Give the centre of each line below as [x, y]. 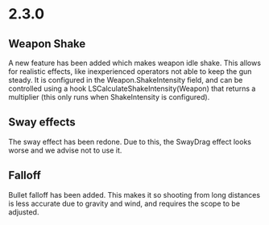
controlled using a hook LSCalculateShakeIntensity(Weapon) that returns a [132, 88]
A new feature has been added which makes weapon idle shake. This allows [135, 63]
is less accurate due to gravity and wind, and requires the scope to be [124, 203]
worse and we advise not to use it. [65, 150]
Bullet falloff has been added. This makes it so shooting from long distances [134, 194]
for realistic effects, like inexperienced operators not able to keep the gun [130, 72]
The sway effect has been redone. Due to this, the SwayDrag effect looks [130, 141]
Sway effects [42, 123]
